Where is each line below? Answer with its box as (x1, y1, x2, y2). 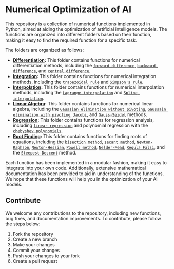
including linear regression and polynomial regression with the (12, 122, 148, 128)
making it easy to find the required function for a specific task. (5, 37, 137, 43)
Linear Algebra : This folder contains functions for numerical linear (12, 100, 153, 106)
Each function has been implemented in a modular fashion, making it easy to (5, 159, 167, 165)
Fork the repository (12, 230, 54, 237)
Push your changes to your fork (12, 253, 80, 259)
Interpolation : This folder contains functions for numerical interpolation (12, 84, 164, 90)
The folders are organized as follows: (5, 47, 84, 53)
